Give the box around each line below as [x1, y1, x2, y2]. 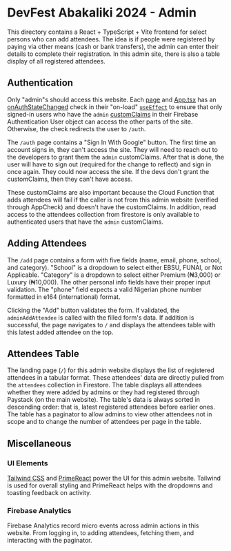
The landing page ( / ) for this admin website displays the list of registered [7, 366, 215, 374]
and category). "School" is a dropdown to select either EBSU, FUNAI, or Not [7, 263, 223, 271]
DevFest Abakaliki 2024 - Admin [7, 5, 197, 21]
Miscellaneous [7, 437, 72, 449]
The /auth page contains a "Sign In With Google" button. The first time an [7, 138, 216, 146]
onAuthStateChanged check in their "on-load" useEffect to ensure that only [7, 102, 223, 111]
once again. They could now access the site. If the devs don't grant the [7, 167, 210, 175]
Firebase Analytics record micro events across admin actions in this [7, 521, 199, 530]
